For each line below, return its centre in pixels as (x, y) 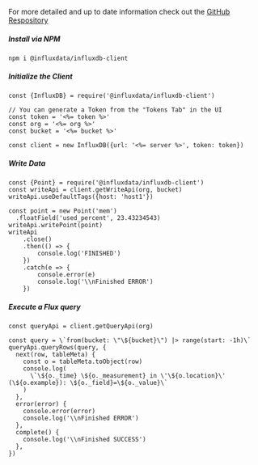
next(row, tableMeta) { (55, 354)
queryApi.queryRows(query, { (57, 347)
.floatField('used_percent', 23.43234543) (88, 218)
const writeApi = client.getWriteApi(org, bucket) (95, 189)
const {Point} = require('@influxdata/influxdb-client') (106, 182)
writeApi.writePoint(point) (56, 225)
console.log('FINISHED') (79, 253)
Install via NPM (34, 39)
